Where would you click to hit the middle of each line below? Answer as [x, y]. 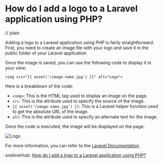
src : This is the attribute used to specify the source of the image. [79, 101]
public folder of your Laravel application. [46, 53]
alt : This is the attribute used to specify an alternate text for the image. [85, 116]
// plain [12, 33]
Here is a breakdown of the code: [39, 86]
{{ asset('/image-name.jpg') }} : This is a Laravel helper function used [85, 106]
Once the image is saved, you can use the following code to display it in [78, 62]
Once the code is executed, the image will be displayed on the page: [75, 126]
